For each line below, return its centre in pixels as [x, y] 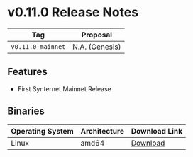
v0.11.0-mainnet [38, 46]
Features [27, 72]
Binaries [26, 111]
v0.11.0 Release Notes [73, 12]
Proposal [96, 35]
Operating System [42, 131]
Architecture [102, 131]
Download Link [157, 131]
